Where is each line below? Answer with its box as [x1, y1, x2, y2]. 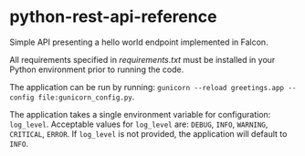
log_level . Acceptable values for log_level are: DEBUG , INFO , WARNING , [9, 119, 268, 130]
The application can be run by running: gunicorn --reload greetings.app [9, 81, 285, 92]
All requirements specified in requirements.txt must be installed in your [9, 54, 276, 65]
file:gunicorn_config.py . [37, 91, 135, 102]
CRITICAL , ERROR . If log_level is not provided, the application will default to [9, 128, 288, 139]
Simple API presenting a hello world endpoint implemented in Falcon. [9, 36, 268, 47]
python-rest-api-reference [9, 6, 217, 27]
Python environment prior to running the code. [9, 64, 184, 75]
